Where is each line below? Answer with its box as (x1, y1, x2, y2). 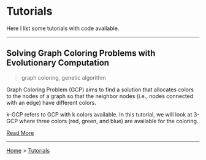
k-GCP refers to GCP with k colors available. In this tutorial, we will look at (6, 110, 193, 118)
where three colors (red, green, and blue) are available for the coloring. (19, 117, 199, 124)
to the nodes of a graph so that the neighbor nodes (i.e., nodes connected (6, 92, 194, 99)
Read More (6, 129, 34, 136)
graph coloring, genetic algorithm (21, 74, 106, 81)
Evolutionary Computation (6, 58, 109, 68)
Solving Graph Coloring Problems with (6, 48, 156, 59)
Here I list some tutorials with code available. (6, 25, 120, 32)
